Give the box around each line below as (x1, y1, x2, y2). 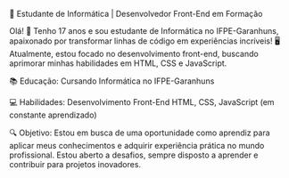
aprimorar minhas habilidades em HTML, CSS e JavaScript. (9, 58, 227, 69)
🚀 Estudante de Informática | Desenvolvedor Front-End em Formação (9, 9, 263, 19)
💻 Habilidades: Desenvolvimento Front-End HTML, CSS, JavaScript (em (9, 97, 275, 107)
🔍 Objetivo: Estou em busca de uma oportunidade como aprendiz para (9, 127, 270, 138)
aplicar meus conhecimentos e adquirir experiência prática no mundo (9, 141, 265, 150)
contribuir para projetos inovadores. (9, 159, 141, 169)
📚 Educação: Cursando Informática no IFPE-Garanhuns (9, 76, 215, 86)
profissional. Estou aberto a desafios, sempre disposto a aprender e (9, 150, 259, 160)
